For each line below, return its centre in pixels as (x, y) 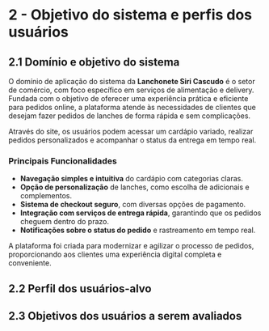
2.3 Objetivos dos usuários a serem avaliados (125, 316)
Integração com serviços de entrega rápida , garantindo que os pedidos (141, 213)
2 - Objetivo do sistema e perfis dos (130, 15)
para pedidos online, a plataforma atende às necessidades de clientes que (132, 107)
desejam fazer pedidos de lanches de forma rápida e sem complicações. (130, 116)
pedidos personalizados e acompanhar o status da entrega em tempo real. (132, 140)
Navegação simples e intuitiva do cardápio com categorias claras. (132, 179)
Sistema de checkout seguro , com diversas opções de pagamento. (133, 205)
